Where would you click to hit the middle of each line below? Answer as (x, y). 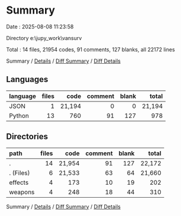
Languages (27, 79)
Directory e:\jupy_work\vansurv (44, 38)
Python (19, 116)
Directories (27, 137)
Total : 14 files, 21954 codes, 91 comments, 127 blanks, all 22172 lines (91, 49)
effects (19, 182)
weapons (22, 192)
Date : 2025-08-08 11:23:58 (40, 27)
